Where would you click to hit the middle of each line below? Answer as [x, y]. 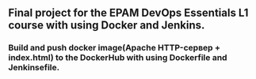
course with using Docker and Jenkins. [107, 26]
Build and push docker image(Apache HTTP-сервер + [114, 48]
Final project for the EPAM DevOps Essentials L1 [128, 13]
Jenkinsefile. [34, 68]
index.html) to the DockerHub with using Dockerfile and [118, 58]
